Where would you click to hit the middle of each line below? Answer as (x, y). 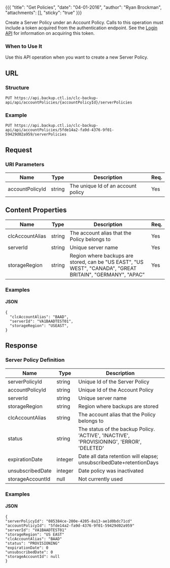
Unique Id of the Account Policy (116, 390)
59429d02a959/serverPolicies (36, 134)
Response (22, 346)
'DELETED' (91, 448)
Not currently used (100, 479)
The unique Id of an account (103, 185)
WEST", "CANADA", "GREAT (103, 268)
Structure (17, 87)
